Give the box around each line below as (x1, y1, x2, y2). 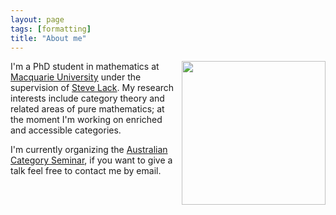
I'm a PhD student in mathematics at (10, 61, 160, 73)
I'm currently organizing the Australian (10, 144, 168, 156)
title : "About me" (10, 33, 87, 43)
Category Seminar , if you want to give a (10, 154, 173, 166)
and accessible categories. (10, 124, 122, 136)
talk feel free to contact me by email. (10, 165, 162, 177)
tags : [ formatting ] (10, 24, 92, 34)
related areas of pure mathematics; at (10, 103, 165, 115)
